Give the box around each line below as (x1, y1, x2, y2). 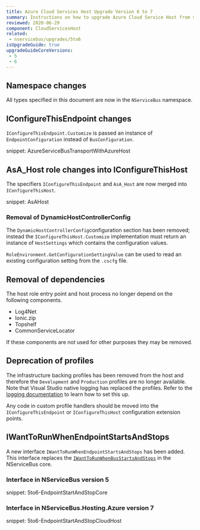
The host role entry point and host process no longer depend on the (6, 290, 173, 298)
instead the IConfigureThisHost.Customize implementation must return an (6, 233, 186, 240)
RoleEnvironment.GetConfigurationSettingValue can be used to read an (6, 251, 182, 258)
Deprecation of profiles (6, 356, 94, 366)
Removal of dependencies (6, 275, 105, 285)
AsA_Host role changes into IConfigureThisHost (6, 164, 188, 174)
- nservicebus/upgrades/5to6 (8, 36, 82, 42)
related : (6, 31, 28, 37)
